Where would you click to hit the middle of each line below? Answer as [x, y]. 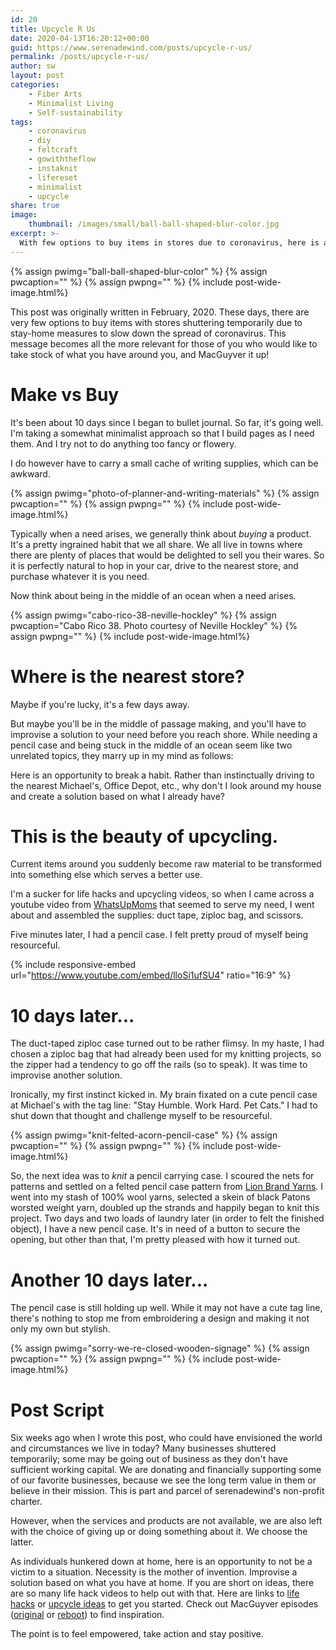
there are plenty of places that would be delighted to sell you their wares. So [167, 555]
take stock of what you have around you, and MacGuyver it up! [140, 354]
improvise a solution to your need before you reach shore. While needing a [164, 734]
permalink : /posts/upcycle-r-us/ [80, 57]
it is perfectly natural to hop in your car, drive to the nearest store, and [154, 565]
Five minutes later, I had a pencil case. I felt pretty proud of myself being [159, 935]
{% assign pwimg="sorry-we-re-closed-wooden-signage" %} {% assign [160, 1348]
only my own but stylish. [60, 1329]
